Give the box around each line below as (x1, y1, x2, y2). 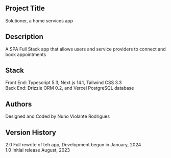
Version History (5, 128, 56, 137)
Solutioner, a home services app (5, 17, 73, 23)
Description (5, 33, 43, 41)
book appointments (5, 51, 46, 58)
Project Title (5, 4, 45, 13)
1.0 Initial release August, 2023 (5, 147, 70, 153)
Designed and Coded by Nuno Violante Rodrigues (5, 113, 110, 119)
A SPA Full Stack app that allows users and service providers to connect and (5, 46, 166, 52)
